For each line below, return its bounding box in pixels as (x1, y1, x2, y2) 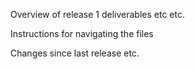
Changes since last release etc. (10, 47, 140, 59)
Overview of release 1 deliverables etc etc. (10, 9, 185, 20)
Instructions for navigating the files (10, 28, 154, 39)
